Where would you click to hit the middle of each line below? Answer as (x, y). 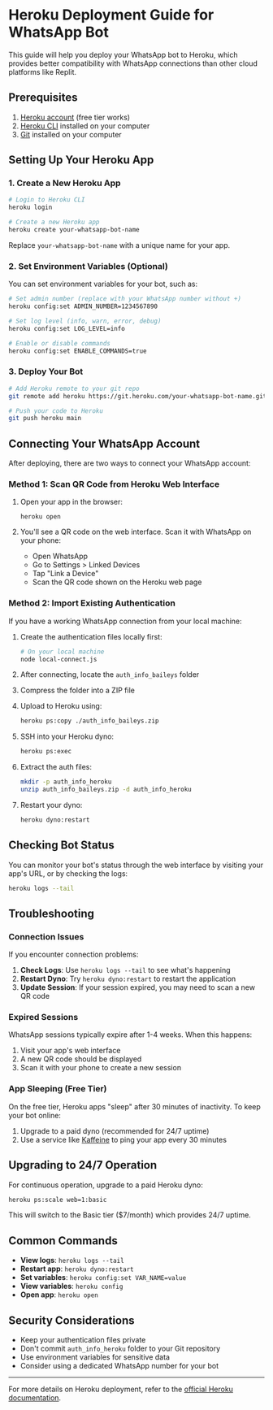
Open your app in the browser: (71, 502)
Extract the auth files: (56, 767)
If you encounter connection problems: (74, 954)
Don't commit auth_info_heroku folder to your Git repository (120, 1349)
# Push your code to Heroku (56, 411)
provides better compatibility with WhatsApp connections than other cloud (133, 63)
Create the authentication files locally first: (91, 636)
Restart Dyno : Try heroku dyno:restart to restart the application (128, 979)
